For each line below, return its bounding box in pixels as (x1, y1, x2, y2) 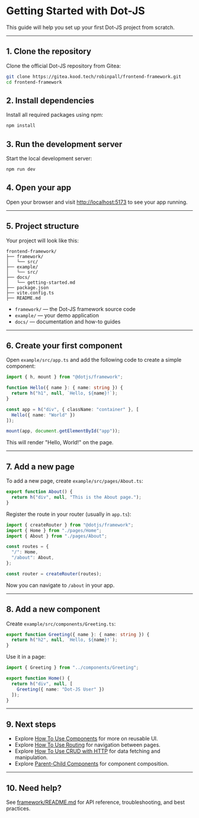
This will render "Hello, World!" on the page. (6, 439, 114, 446)
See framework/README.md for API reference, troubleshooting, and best (6, 798, 185, 806)
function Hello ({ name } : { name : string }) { (6, 385, 123, 391)
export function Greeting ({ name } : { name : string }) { (6, 631, 150, 637)
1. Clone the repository (6, 46, 92, 57)
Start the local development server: (6, 155, 92, 162)
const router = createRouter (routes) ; (6, 570, 102, 577)
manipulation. (14, 754, 49, 761)
